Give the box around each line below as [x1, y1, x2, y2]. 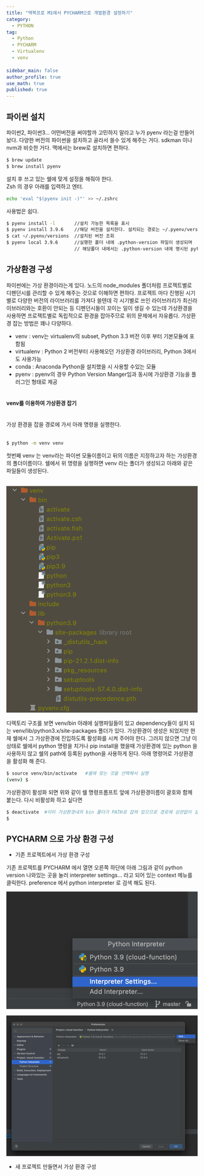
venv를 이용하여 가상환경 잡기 [6, 399, 77, 407]
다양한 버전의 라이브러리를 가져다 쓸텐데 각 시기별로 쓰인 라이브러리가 [17, 297, 182, 304]
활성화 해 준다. [12, 757, 47, 764]
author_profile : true [6, 74, 61, 80]
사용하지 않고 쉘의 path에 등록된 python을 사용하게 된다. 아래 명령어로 [6, 750, 172, 757]
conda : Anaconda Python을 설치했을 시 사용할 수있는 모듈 [15, 362, 157, 370]
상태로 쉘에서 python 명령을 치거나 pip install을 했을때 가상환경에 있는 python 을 [6, 742, 198, 749]
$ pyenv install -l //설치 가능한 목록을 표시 [6, 220, 130, 226]
